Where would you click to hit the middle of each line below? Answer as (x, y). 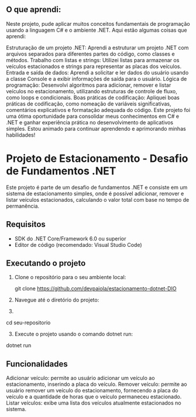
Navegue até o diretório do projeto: (57, 300)
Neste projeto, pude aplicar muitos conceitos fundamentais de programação (98, 23)
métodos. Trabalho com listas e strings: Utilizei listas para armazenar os (93, 60)
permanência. (23, 206)
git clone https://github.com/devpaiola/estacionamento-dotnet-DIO (95, 289)
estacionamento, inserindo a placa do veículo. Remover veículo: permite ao (97, 384)
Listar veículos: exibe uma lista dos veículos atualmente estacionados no (94, 403)
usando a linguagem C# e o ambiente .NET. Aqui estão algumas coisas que (97, 30)
